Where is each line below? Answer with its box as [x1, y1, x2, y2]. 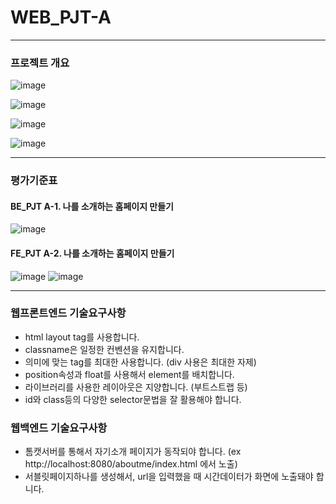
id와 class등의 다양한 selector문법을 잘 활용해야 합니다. [24, 393, 242, 405]
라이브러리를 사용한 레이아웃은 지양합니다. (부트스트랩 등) [24, 381, 248, 393]
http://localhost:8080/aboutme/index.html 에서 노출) [24, 458, 238, 470]
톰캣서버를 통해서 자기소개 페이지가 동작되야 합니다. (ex [24, 446, 242, 458]
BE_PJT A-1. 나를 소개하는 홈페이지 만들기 [10, 200, 174, 212]
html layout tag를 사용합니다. [24, 331, 140, 343]
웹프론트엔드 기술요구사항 [10, 306, 127, 320]
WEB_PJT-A [10, 6, 112, 29]
